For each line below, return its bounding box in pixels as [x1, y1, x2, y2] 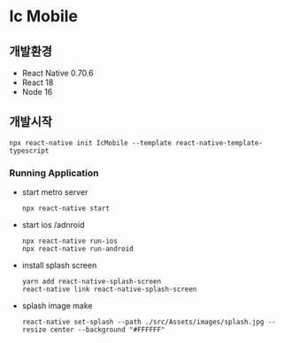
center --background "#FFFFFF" [50, 325, 165, 334]
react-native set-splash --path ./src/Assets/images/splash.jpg [21, 317, 265, 327]
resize [21, 325, 47, 334]
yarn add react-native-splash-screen [21, 277, 162, 286]
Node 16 [21, 87, 53, 97]
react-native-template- [175, 138, 264, 147]
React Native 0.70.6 [21, 68, 95, 78]
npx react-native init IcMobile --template [9, 138, 173, 147]
